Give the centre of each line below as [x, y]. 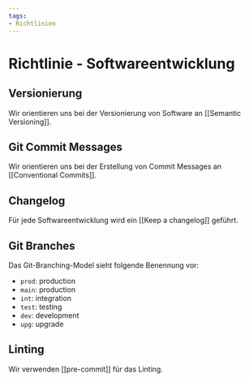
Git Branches [42, 245]
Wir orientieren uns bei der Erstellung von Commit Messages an [115, 166]
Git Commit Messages [66, 147]
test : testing [41, 307]
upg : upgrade [42, 324]
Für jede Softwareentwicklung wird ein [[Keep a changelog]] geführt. [124, 221]
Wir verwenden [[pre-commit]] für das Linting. [86, 369]
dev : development [49, 315]
